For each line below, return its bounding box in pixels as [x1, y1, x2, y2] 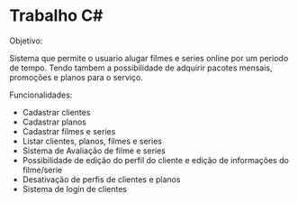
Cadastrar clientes [22, 106, 91, 117]
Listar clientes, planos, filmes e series [22, 135, 162, 146]
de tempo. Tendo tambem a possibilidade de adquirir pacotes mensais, [9, 62, 273, 73]
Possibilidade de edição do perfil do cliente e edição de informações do [22, 154, 290, 165]
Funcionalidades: [9, 89, 73, 100]
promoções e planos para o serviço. [9, 71, 144, 82]
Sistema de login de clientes [22, 183, 128, 194]
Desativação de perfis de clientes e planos [22, 173, 181, 185]
